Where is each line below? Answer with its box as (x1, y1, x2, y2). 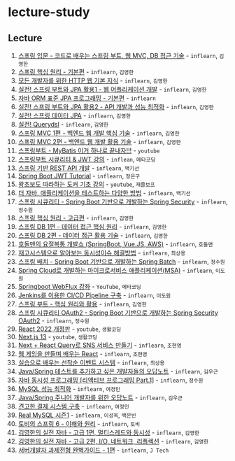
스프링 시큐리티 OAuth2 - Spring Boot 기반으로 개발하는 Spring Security (17, 308, 219, 317)
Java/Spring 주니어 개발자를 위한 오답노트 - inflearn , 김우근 (17, 393, 183, 402)
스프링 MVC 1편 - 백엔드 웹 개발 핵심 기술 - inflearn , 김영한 (17, 129, 180, 137)
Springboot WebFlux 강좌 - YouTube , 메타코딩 (17, 283, 142, 290)
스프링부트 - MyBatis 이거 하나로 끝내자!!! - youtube (17, 146, 160, 155)
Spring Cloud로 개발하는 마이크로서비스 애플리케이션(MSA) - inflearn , (17, 267, 214, 274)
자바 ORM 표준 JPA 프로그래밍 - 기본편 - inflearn (17, 94, 156, 102)
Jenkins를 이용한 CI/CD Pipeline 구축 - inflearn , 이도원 (17, 291, 171, 299)
